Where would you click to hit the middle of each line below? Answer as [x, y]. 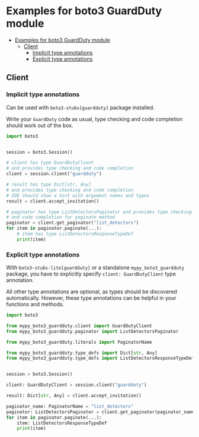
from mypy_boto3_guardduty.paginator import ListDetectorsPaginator [92, 331]
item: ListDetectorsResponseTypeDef [62, 423]
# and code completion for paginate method [61, 217]
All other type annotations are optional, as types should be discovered [92, 292]
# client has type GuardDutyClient [50, 163]
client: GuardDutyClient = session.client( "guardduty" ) [76, 385]
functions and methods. [35, 305]
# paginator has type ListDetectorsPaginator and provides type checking [99, 212]
